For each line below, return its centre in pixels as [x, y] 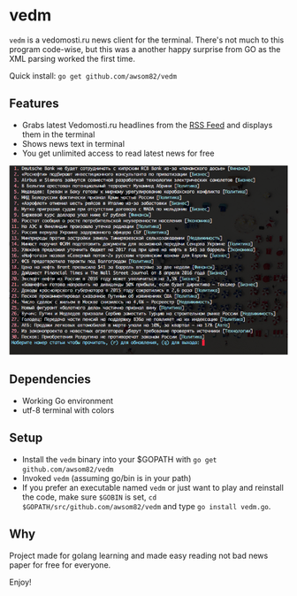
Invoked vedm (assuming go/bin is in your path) [107, 478]
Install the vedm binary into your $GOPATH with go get [119, 459]
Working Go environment [67, 401]
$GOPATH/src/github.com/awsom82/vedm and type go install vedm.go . [146, 506]
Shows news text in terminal [73, 143]
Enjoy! [21, 582]
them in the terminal [58, 134]
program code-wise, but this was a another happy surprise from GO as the [145, 49]
